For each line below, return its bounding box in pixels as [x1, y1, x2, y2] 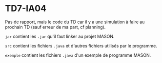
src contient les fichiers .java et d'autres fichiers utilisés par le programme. [5, 43, 157, 48]
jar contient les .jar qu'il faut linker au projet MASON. [5, 33, 115, 39]
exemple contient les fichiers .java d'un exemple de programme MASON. [5, 52, 151, 58]
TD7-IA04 [5, 3, 46, 14]
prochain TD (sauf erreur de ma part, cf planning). [5, 24, 106, 30]
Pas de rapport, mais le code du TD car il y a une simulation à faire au [5, 19, 145, 25]
